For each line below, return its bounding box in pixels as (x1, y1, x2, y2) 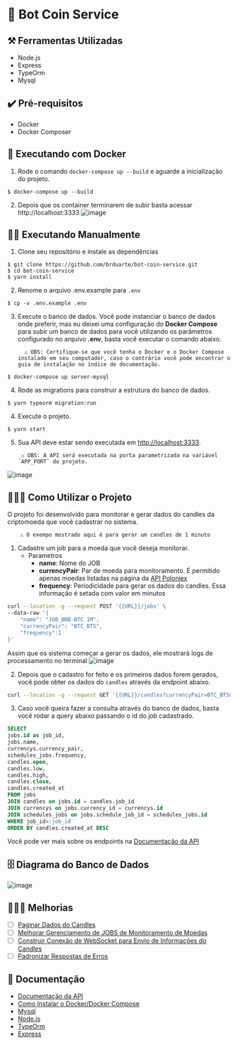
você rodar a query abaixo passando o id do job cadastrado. (17, 711, 194, 720)
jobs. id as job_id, (7, 732, 65, 739)
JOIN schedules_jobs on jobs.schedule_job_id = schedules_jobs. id (7, 811, 208, 819)
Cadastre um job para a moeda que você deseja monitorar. (17, 544, 190, 552)
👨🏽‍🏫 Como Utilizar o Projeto (7, 491, 132, 503)
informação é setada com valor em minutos (38, 589, 166, 598)
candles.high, (7, 772, 50, 779)
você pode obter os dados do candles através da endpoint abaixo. (17, 677, 211, 686)
